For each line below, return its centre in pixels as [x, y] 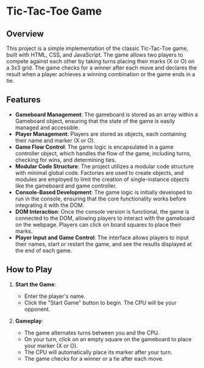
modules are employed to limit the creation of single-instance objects [102, 179]
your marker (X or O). [51, 345]
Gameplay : [29, 320]
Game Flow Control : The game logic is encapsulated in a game [94, 147]
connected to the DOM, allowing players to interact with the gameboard [105, 218]
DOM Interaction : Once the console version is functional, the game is [102, 211]
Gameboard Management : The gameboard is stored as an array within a [106, 115]
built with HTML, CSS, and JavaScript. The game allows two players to [95, 55]
